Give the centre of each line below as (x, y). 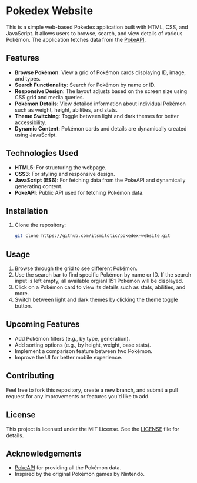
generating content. (39, 186)
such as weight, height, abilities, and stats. (66, 109)
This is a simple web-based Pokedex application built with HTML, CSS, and (97, 27)
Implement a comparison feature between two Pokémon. (84, 351)
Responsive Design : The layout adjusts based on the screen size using (101, 91)
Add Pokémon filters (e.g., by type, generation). (72, 338)
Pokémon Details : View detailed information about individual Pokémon (100, 104)
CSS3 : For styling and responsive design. (65, 174)
